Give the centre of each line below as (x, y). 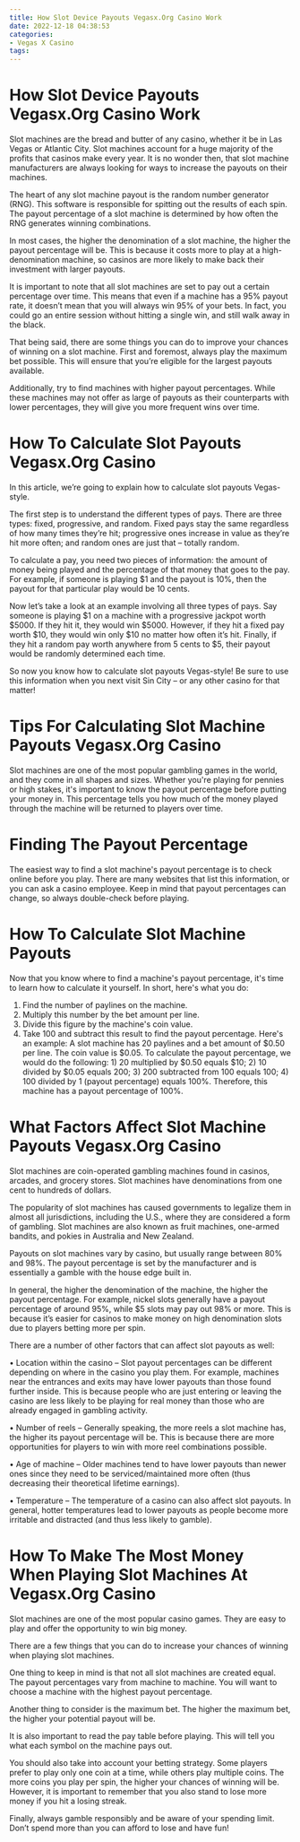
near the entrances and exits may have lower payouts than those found (140, 1381)
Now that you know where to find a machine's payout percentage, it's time (146, 977)
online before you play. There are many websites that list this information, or (150, 879)
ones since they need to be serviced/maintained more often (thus (130, 1473)
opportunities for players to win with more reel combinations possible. (138, 1447)
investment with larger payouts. (67, 269)
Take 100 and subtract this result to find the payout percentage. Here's (153, 1033)
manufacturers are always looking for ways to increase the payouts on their (149, 168)
